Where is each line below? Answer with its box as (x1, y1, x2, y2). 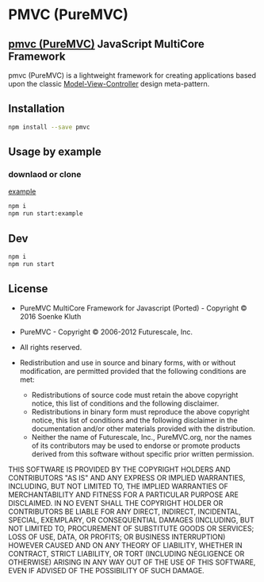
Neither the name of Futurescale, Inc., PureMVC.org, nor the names (31, 432, 252, 441)
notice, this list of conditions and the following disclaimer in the (31, 415, 238, 425)
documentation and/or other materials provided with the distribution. (31, 423, 255, 434)
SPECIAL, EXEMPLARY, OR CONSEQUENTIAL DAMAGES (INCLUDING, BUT (8, 515, 255, 525)
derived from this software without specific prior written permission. (31, 449, 254, 458)
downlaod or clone (8, 169, 82, 179)
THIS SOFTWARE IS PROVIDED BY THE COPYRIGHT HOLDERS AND (8, 464, 231, 474)
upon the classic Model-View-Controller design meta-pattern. (8, 79, 210, 88)
